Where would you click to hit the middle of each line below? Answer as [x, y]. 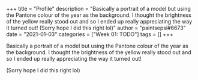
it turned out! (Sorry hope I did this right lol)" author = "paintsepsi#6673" [96, 28]
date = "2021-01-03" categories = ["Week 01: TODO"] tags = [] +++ [90, 34]
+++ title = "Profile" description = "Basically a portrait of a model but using [98, 9]
